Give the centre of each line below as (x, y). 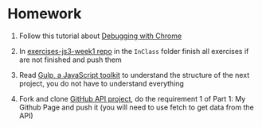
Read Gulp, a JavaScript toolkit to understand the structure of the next (134, 75)
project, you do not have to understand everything (102, 83)
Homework (45, 14)
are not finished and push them (70, 60)
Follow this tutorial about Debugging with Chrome (100, 36)
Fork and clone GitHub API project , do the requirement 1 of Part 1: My (132, 98)
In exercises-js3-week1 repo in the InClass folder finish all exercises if (134, 51)
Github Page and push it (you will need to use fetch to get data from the (136, 107)
